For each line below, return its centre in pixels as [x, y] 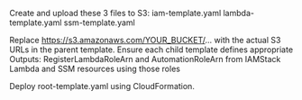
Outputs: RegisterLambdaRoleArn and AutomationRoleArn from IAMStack [145, 59]
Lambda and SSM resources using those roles [95, 68]
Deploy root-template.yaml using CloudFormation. [102, 86]
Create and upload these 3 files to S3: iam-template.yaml [115, 13]
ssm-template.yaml [99, 23]
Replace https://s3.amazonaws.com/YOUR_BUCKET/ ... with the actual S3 [145, 40]
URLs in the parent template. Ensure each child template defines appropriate [151, 50]
